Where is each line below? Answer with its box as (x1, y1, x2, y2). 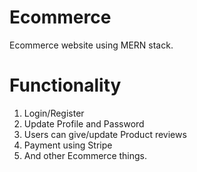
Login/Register (23, 107, 85, 119)
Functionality (9, 74, 122, 97)
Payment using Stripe (23, 139, 113, 151)
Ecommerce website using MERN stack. (9, 39, 174, 51)
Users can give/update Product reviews (23, 128, 187, 140)
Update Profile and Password (23, 117, 145, 130)
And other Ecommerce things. (23, 149, 148, 161)
